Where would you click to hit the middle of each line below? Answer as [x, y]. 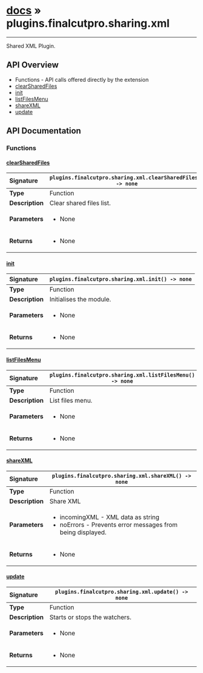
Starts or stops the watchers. [90, 617]
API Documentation [44, 131]
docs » [24, 11]
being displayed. [83, 532]
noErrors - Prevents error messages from [119, 524]
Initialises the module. [80, 300]
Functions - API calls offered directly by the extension [82, 79]
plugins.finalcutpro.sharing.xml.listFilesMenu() [122, 375]
